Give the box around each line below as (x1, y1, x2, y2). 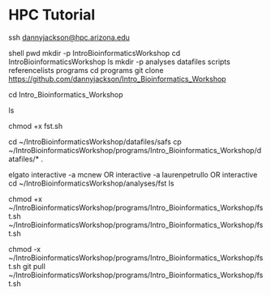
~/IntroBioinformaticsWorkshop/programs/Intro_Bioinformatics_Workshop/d (8, 145, 262, 155)
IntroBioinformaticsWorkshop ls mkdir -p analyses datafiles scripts (8, 57, 231, 66)
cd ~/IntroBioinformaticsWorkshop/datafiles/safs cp (8, 136, 182, 147)
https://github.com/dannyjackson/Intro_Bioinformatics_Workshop (8, 74, 226, 83)
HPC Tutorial (8, 6, 96, 24)
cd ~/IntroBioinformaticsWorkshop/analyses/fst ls (8, 178, 174, 188)
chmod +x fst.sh (8, 121, 63, 130)
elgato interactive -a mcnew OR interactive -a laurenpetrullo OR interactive (8, 169, 258, 179)
